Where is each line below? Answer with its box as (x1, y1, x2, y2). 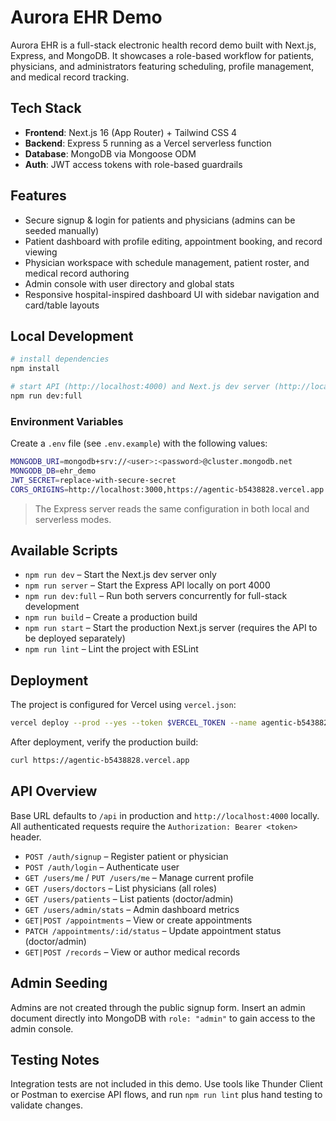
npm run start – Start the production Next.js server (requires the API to (24, 622, 318, 634)
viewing (24, 246, 58, 258)
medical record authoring (24, 267, 130, 279)
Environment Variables (10, 414, 124, 428)
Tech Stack (10, 100, 82, 117)
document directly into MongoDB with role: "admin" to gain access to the (10, 1012, 316, 1024)
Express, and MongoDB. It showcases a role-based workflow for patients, (10, 49, 315, 61)
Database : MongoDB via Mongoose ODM (24, 147, 197, 160)
